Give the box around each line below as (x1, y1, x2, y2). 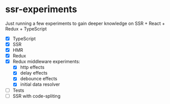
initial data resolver (20, 81, 60, 87)
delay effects (20, 70, 48, 76)
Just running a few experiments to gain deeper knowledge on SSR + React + (5, 20, 165, 26)
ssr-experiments (5, 4, 78, 15)
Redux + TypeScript (5, 25, 47, 31)
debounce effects (20, 76, 57, 82)
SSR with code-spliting (12, 93, 61, 99)
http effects (20, 64, 45, 71)
